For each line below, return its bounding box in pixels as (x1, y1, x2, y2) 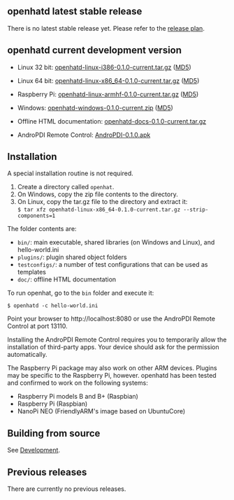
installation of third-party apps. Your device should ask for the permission (7, 343, 219, 351)
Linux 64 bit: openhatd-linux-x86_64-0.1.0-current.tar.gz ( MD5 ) (17, 76, 200, 84)
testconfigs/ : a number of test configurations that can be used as (17, 260, 208, 269)
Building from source (7, 427, 101, 439)
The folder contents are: (7, 225, 77, 233)
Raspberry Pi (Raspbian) (17, 399, 88, 408)
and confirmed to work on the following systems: (7, 378, 149, 387)
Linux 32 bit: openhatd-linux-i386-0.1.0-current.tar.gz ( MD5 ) (17, 63, 192, 71)
